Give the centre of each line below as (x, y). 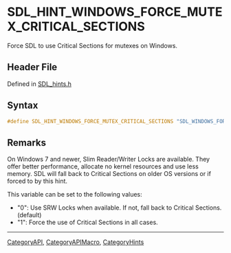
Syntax (23, 106)
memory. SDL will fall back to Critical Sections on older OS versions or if (109, 174)
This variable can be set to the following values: (75, 195)
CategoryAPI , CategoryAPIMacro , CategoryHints (76, 242)
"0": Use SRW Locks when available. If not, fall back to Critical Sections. (119, 208)
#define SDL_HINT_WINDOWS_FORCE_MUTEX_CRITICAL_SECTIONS (90, 121)
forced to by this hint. (37, 181)
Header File (32, 67)
